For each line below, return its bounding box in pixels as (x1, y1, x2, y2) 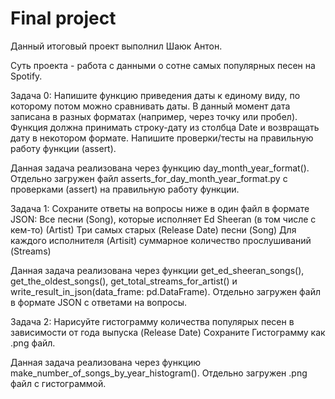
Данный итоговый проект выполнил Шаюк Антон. (10, 40, 223, 52)
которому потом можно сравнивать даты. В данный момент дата (10, 100, 291, 112)
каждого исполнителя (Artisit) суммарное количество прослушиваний (10, 234, 312, 246)
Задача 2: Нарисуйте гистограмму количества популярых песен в (10, 315, 295, 327)
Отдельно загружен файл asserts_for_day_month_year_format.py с (10, 172, 288, 184)
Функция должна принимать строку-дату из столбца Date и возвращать (10, 121, 320, 133)
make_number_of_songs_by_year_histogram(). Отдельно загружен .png (10, 367, 308, 379)
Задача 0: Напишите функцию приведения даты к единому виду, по (10, 89, 301, 101)
